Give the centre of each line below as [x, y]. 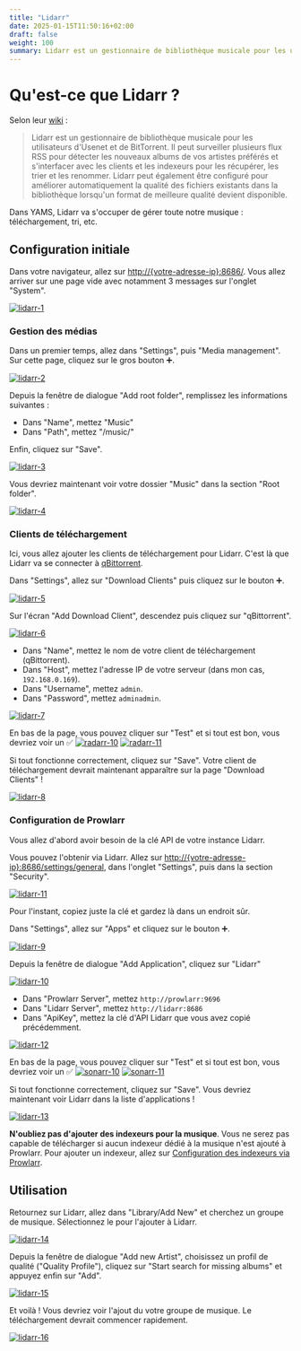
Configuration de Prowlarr [67, 820]
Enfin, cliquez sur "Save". [56, 449]
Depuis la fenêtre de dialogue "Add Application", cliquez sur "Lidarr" [135, 963]
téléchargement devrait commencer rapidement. [99, 1320]
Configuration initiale [70, 250]
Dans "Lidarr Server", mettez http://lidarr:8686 [112, 1008]
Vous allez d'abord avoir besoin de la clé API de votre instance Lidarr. [138, 840]
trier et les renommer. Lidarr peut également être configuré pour [150, 176]
